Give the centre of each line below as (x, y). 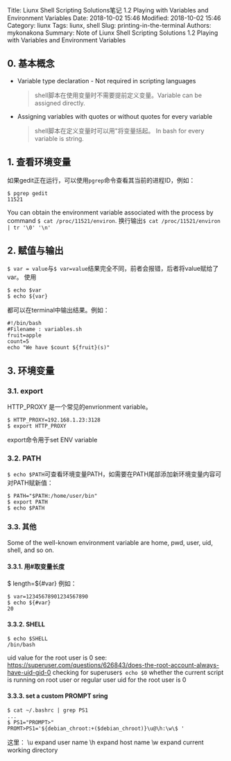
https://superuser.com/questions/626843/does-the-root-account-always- (113, 665)
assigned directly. (60, 103)
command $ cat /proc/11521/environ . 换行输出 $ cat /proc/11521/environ (114, 220)
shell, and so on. (31, 550)
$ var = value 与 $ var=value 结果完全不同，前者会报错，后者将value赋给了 (113, 269)
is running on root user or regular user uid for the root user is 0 (97, 680)
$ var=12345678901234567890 (48, 596)
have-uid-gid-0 (29, 673)
